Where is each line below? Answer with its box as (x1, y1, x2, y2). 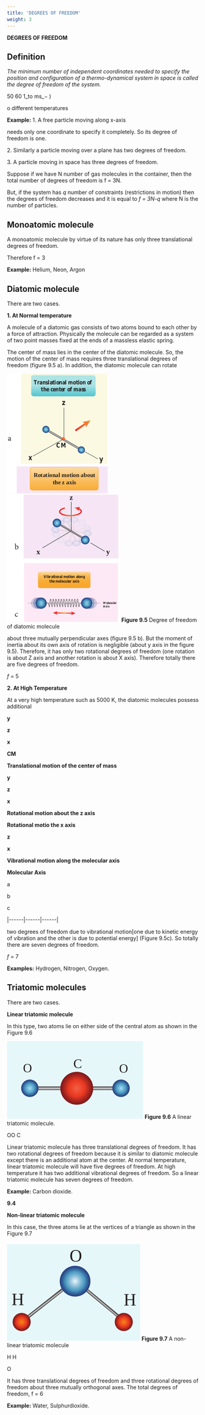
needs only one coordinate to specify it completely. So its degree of (7, 129, 178, 136)
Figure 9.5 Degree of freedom (121, 616, 197, 624)
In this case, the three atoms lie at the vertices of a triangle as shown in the (7, 1223, 196, 1230)
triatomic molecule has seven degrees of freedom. (7, 1176, 134, 1183)
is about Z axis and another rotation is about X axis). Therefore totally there (7, 654, 196, 661)
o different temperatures (7, 105, 69, 112)
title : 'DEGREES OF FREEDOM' (7, 10, 81, 16)
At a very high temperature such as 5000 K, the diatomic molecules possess (7, 696, 199, 703)
